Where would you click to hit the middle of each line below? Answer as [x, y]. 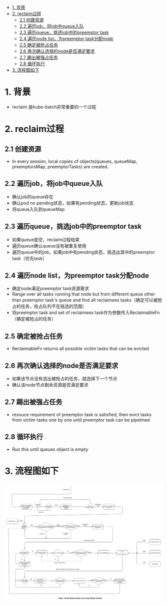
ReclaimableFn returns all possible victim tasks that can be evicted [80, 349]
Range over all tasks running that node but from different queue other [83, 294]
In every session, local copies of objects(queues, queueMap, [75, 161]
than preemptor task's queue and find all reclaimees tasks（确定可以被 [85, 300]
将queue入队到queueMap [38, 209]
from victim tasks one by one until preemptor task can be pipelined [81, 420]
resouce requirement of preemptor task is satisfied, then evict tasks [82, 414]
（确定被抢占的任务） [34, 319]
